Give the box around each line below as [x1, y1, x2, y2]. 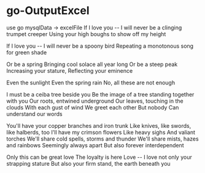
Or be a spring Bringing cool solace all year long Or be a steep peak [6, 61, 178, 68]
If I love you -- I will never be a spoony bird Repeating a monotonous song [6, 42, 194, 50]
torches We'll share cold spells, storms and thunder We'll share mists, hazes [6, 135, 199, 142]
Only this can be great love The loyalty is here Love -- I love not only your [6, 153, 192, 161]
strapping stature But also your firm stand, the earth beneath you [6, 160, 171, 167]
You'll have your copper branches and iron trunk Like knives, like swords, [6, 122, 191, 129]
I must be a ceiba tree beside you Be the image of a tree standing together [6, 90, 195, 98]
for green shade [6, 48, 47, 56]
